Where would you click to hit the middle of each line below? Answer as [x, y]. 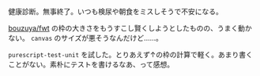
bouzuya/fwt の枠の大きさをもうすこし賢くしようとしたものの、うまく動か [130, 28]
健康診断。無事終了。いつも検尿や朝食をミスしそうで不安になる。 [115, 11]
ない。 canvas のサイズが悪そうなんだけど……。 [86, 38]
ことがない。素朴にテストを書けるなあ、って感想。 [91, 64]
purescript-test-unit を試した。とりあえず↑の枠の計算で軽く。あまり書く [130, 54]
